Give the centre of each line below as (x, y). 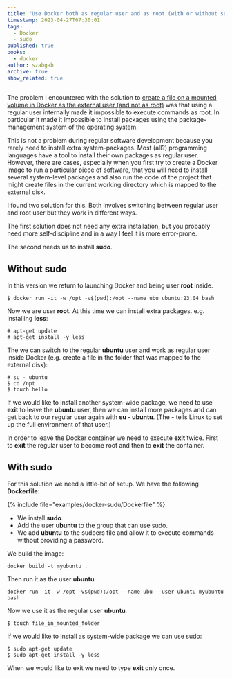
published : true (30, 46)
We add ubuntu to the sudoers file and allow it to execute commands (115, 533)
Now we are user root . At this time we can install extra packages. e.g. (106, 311)
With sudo (30, 467)
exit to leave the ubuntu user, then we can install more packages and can (112, 410)
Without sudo (37, 268)
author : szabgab (30, 65)
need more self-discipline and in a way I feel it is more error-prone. (102, 233)
